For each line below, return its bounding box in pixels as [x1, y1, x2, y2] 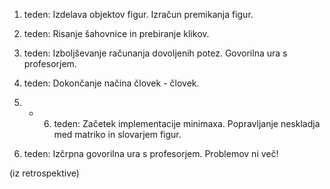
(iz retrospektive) [9, 167, 80, 179]
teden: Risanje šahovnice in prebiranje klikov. [23, 28, 210, 39]
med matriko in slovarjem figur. [53, 129, 182, 140]
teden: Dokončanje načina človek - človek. [23, 77, 200, 89]
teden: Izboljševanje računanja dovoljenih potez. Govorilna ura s [23, 47, 288, 59]
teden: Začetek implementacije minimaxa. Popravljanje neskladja [53, 118, 321, 129]
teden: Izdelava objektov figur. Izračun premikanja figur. [23, 9, 254, 20]
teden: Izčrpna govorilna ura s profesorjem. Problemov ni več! [23, 148, 279, 159]
